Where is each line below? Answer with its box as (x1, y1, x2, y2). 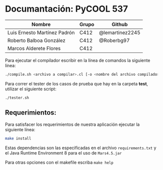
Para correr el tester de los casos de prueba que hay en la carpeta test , (5, 81, 148, 86)
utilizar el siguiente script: (5, 86, 57, 92)
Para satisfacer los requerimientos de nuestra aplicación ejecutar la (5, 121, 140, 127)
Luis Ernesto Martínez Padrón (7, 29, 75, 36)
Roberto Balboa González (7, 37, 65, 44)
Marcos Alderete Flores (7, 45, 61, 51)
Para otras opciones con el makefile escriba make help (5, 159, 114, 165)
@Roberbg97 (98, 37, 130, 44)
